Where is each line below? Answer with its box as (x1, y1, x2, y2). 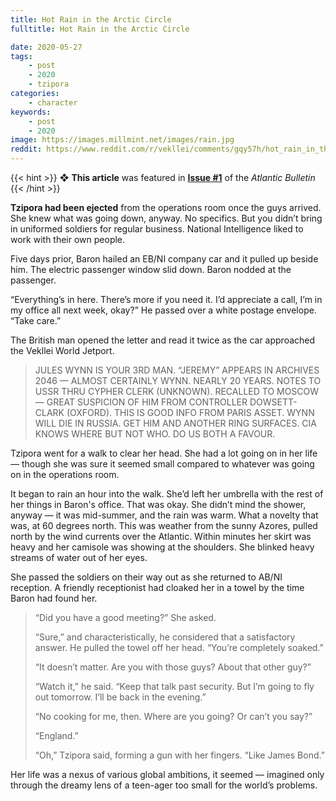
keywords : (10, 107, 52, 117)
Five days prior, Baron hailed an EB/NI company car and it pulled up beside (10, 253, 319, 265)
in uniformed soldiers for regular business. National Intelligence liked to (10, 223, 304, 235)
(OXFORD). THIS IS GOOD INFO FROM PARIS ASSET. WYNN (66, 407, 315, 418)
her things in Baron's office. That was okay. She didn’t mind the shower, (10, 499, 307, 510)
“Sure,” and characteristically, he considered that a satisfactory (34, 631, 296, 643)
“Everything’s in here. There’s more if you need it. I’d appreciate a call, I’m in (10, 294, 323, 305)
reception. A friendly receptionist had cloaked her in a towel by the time (10, 582, 305, 593)
